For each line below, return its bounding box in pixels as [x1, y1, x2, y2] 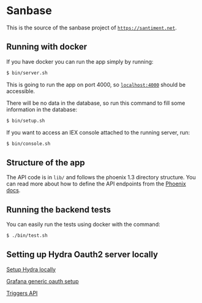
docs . [6, 187, 21, 194]
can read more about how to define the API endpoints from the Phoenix [6, 180, 187, 187]
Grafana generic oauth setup [6, 277, 79, 285]
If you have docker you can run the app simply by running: [6, 58, 154, 65]
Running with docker [6, 42, 88, 52]
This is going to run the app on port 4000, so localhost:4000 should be [6, 81, 185, 88]
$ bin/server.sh [6, 70, 48, 76]
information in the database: [6, 105, 78, 113]
